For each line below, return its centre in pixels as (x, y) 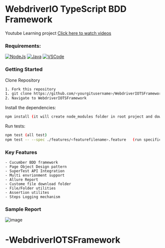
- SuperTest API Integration (35, 171)
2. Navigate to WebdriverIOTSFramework (46, 98)
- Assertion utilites (27, 193)
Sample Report (23, 209)
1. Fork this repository (30, 89)
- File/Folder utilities (30, 188)
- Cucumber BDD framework (31, 163)
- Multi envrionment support (35, 176)
